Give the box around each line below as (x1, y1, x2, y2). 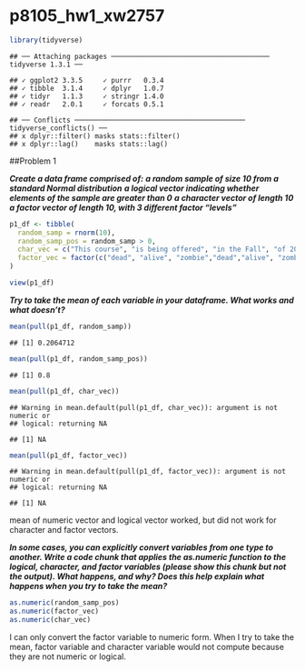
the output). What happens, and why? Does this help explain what (9, 571, 265, 582)
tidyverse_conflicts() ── (9, 124, 107, 133)
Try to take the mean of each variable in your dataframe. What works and (9, 295, 295, 305)
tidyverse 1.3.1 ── (9, 60, 84, 69)
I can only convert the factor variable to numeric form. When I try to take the (9, 632, 295, 643)
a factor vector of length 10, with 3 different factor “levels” (9, 202, 238, 213)
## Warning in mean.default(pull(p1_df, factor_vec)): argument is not (9, 467, 286, 476)
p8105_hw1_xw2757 (9, 5, 165, 26)
